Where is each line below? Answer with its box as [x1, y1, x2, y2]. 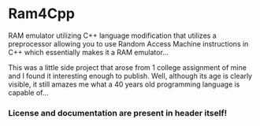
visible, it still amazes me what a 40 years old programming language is [8, 80, 240, 89]
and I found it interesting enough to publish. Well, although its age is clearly [8, 71, 253, 80]
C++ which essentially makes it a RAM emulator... [8, 47, 169, 57]
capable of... [8, 87, 49, 97]
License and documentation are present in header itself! [8, 107, 228, 118]
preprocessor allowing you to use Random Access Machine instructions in [8, 39, 249, 48]
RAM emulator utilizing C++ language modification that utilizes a [8, 31, 217, 40]
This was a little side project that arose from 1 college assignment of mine [8, 62, 247, 72]
